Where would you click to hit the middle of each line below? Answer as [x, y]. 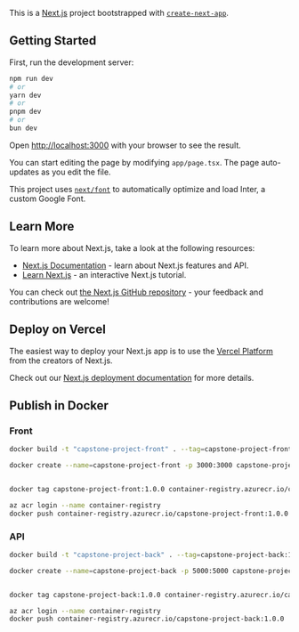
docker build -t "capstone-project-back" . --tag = [105, 555]
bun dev [24, 128]
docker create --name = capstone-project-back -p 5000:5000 [119, 571]
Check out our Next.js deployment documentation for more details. [132, 377]
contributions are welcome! [59, 301]
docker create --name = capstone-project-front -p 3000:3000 [121, 466]
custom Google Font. [48, 199]
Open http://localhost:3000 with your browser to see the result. [125, 145]
